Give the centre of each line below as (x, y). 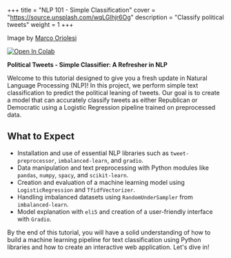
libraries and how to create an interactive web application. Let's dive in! (108, 247)
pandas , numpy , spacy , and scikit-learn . (73, 175)
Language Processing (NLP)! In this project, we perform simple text (103, 85)
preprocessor (36, 161)
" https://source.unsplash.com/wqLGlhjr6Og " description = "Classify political (115, 17)
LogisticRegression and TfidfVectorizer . (76, 190)
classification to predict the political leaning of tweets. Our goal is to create (114, 93)
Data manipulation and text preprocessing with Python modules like (113, 168)
